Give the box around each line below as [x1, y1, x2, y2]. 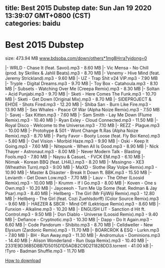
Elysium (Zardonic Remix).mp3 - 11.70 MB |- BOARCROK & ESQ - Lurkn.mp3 [5, 227, 159, 233]
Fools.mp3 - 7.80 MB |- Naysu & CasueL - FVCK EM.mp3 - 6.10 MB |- [5, 154, 145, 160]
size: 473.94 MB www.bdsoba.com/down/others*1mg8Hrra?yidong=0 [5, 55, 147, 61]
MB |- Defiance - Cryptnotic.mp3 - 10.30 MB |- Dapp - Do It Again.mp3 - [5, 217, 153, 223]
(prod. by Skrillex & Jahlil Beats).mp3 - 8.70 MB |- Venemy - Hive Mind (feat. [5, 70, 160, 76]
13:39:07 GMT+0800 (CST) [5, 12, 91, 20]
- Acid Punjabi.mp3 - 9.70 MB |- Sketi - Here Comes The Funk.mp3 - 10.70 [5, 91, 157, 97]
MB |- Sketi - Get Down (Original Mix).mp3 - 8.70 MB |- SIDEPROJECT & [5, 96, 152, 102]
